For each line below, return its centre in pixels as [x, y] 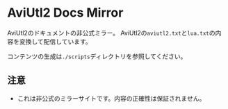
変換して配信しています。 [55, 41]
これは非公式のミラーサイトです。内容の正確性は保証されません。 [111, 98]
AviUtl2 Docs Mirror [65, 13]
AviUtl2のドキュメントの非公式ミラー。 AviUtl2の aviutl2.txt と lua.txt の [111, 33]
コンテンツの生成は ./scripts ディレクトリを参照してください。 [97, 56]
